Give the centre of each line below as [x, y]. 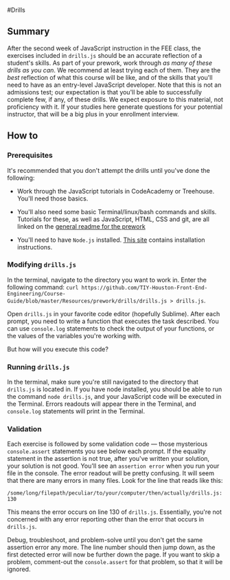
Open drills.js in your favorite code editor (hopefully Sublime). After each [114, 313]
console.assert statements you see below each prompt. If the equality [106, 451]
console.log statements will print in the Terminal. [76, 411]
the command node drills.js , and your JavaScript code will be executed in [114, 397]
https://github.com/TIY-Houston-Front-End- [145, 288]
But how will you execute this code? [58, 349]
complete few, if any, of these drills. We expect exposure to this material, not [115, 99]
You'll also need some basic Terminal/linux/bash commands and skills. [117, 211]
